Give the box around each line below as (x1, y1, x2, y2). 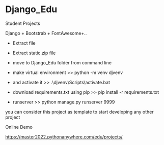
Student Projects (5, 20, 41, 26)
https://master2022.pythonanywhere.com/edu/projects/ (5, 133, 123, 140)
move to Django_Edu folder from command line (12, 59, 112, 65)
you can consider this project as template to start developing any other (5, 108, 154, 115)
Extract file (12, 40, 36, 46)
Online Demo (5, 124, 33, 130)
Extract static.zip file (12, 50, 56, 56)
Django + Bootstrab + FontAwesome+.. (5, 30, 87, 36)
